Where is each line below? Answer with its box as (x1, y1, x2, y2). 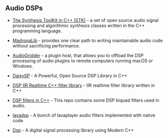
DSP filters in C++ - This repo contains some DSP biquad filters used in (12, 97, 159, 103)
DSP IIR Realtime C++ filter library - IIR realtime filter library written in (12, 82, 155, 88)
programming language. (12, 27, 62, 34)
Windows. (12, 63, 33, 69)
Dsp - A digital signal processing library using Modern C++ (12, 127, 134, 133)
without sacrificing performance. (12, 42, 80, 49)
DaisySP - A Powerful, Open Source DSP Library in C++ (12, 72, 127, 79)
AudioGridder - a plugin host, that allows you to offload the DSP (12, 52, 144, 58)
